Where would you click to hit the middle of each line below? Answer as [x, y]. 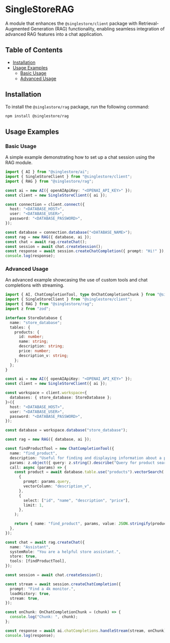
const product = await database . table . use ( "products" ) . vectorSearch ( [89, 472]
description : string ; [41, 346]
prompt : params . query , [47, 482]
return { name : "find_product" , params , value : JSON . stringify [82, 524]
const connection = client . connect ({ [45, 204]
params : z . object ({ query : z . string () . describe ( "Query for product [82, 462]
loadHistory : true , [30, 594]
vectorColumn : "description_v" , [58, 486]
